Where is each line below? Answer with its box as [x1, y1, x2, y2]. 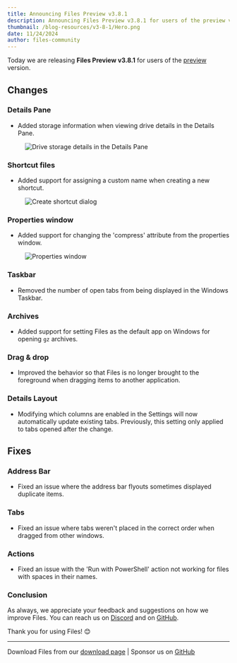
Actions [7, 548, 35, 558]
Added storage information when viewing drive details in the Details [17, 121, 215, 129]
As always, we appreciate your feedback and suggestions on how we [7, 606, 209, 615]
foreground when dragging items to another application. [17, 376, 181, 385]
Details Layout [7, 394, 58, 404]
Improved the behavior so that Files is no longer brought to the [17, 368, 200, 377]
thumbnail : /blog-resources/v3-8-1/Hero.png [7, 23, 140, 30]
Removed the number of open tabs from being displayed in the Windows [17, 286, 229, 294]
